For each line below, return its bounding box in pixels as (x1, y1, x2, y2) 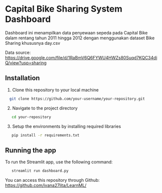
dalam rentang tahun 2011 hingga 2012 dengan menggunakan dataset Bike (5, 35, 155, 41)
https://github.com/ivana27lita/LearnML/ (5, 182, 87, 188)
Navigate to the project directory (12, 105, 78, 111)
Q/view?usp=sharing (5, 60, 47, 66)
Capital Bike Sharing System (5, 3, 123, 15)
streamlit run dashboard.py (11, 169, 69, 174)
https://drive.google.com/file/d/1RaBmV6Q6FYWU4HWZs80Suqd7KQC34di (5, 54, 158, 60)
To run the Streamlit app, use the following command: (5, 159, 113, 165)
